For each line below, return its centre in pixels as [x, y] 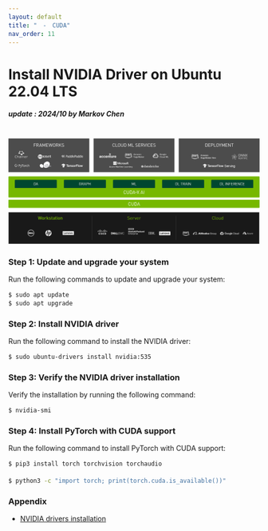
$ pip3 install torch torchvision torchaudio [85, 464]
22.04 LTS [43, 91]
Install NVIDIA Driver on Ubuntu [115, 74]
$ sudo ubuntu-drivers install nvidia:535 [80, 357]
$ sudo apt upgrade [41, 303]
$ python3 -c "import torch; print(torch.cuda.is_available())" [117, 481]
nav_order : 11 [32, 34]
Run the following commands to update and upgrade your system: [117, 279]
